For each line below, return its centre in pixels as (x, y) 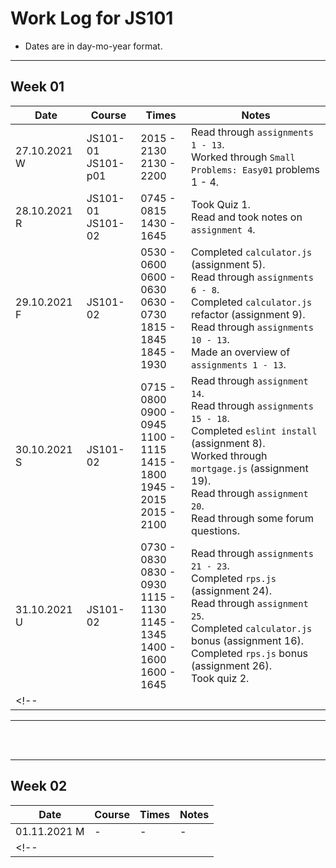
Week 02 (39, 786)
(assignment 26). (231, 665)
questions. (216, 530)
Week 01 (37, 87)
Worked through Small (243, 157)
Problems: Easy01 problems (255, 169)
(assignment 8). (228, 443)
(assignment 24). (231, 590)
